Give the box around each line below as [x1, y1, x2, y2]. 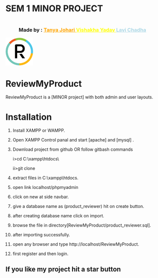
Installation [5, 111, 52, 122]
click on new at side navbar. [12, 194, 69, 200]
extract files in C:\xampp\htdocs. [12, 175, 79, 181]
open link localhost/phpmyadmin [12, 185, 79, 190]
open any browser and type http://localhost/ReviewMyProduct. [12, 241, 139, 247]
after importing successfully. [12, 232, 70, 238]
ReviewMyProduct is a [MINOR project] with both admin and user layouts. [5, 94, 153, 100]
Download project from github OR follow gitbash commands [12, 146, 133, 152]
